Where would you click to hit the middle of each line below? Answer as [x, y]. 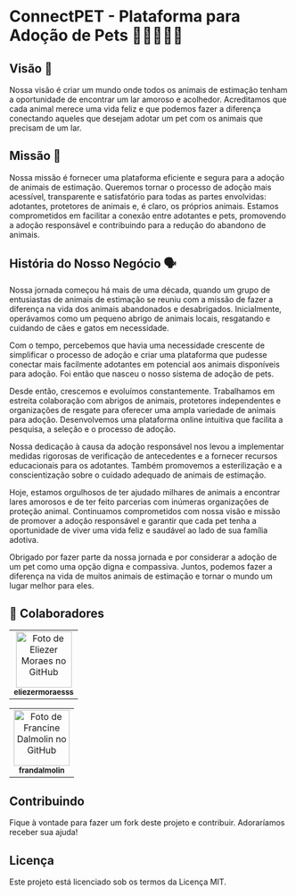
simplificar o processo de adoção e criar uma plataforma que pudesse [138, 354]
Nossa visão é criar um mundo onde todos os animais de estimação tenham [148, 90]
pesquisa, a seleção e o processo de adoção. [93, 429]
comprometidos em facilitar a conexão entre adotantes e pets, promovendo [148, 216]
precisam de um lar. [45, 128]
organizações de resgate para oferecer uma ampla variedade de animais [143, 410]
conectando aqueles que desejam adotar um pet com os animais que [136, 118]
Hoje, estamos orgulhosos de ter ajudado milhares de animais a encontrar [145, 492]
